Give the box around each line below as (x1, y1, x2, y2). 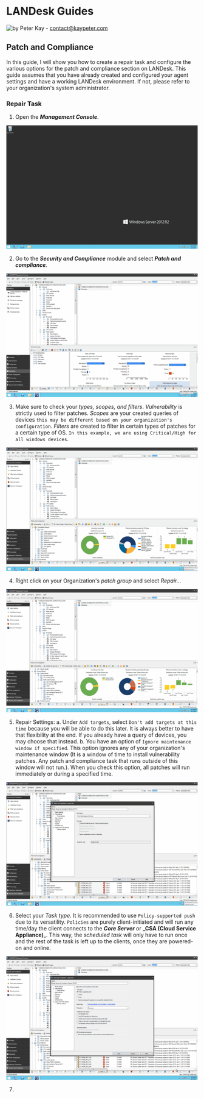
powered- (168, 938, 194, 945)
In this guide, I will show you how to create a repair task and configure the (6, 58, 191, 65)
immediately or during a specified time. (15, 770, 114, 777)
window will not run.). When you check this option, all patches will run (15, 763, 190, 771)
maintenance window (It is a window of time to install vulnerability (15, 751, 180, 758)
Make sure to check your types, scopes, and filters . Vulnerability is (15, 403, 183, 410)
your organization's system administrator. (6, 84, 110, 91)
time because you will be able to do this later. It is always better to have (15, 725, 194, 732)
